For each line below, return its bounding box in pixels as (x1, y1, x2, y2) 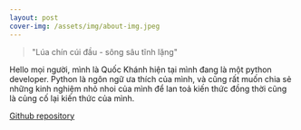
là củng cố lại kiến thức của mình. (9, 92, 135, 104)
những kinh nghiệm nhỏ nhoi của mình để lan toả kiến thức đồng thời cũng (9, 83, 287, 94)
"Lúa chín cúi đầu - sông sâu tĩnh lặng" (31, 46, 179, 57)
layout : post (9, 13, 59, 23)
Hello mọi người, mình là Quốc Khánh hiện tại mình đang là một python (9, 64, 272, 75)
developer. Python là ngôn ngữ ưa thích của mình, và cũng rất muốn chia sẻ (9, 73, 292, 84)
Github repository (9, 110, 75, 121)
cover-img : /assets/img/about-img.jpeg (9, 22, 160, 31)
